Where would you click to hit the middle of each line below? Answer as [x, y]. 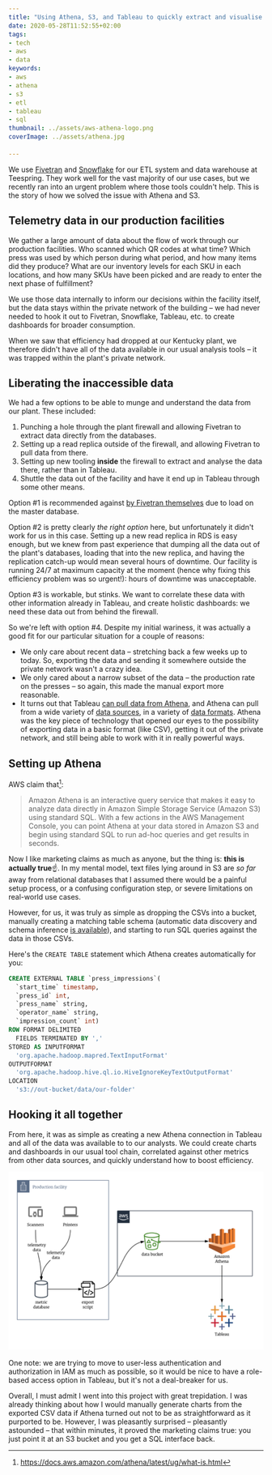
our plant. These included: [52, 411]
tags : [17, 34]
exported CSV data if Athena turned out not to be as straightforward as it [130, 1413]
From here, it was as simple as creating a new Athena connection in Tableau [135, 1134]
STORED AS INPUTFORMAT [47, 1047]
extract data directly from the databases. [88, 436]
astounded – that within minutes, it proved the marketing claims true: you [130, 1430]
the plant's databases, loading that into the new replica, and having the [127, 553]
